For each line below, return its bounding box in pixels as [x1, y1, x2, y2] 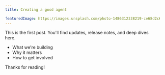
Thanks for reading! [5, 64, 45, 70]
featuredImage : [5, 16, 36, 21]
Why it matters [12, 50, 42, 55]
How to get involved [12, 54, 53, 60]
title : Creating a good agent [5, 7, 67, 12]
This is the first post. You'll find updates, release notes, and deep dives [5, 29, 149, 35]
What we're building [12, 44, 53, 50]
